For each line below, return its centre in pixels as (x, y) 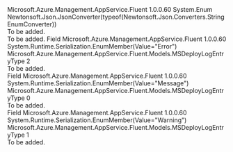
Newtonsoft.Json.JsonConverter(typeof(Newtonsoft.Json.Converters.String (116, 17)
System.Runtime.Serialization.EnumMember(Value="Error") (92, 46)
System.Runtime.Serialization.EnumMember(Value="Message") (98, 83)
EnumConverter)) (32, 24)
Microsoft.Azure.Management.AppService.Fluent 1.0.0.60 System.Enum (110, 9)
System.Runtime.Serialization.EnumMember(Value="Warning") (97, 120)
